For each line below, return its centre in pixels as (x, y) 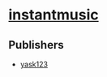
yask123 (34, 64)
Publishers (36, 45)
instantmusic (53, 15)
